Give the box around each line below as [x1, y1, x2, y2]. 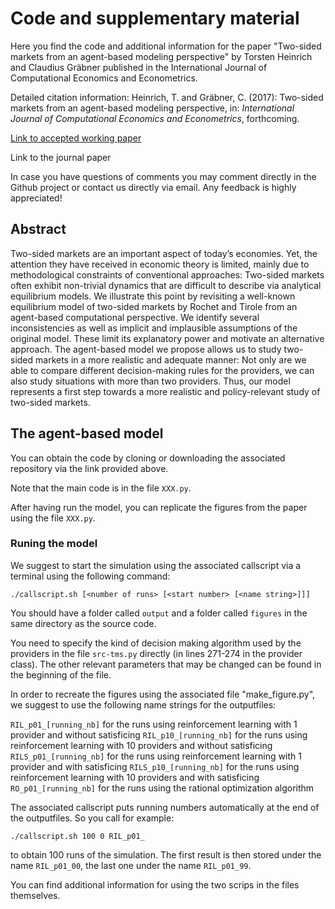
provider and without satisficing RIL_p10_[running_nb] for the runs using [10, 728, 308, 741]
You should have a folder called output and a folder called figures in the [10, 607, 308, 619]
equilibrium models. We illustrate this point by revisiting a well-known [10, 290, 296, 302]
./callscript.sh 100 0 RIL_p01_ [10, 831, 145, 841]
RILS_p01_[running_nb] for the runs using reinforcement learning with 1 [10, 750, 302, 762]
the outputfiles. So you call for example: [10, 812, 175, 824]
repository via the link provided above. [10, 462, 169, 474]
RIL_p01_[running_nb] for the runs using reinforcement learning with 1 [10, 718, 298, 730]
